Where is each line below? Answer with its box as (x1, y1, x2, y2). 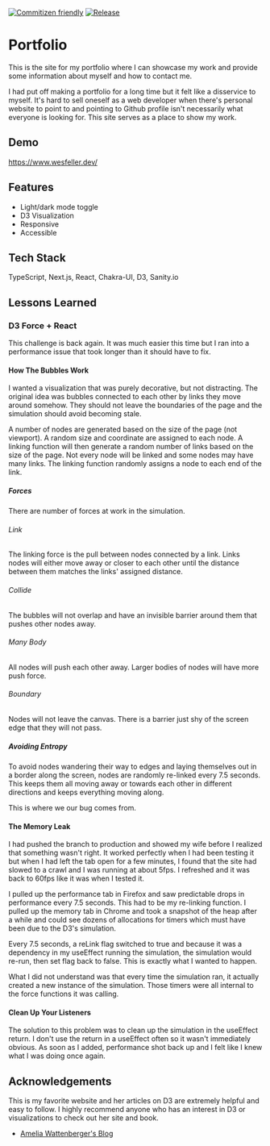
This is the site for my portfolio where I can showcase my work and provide (8, 62, 258, 72)
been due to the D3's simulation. (8, 923, 117, 933)
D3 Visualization (19, 210, 75, 220)
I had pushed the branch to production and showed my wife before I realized (8, 840, 263, 849)
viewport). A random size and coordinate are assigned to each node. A (8, 433, 243, 443)
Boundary (8, 690, 42, 699)
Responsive (19, 219, 59, 229)
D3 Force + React (8, 319, 77, 331)
